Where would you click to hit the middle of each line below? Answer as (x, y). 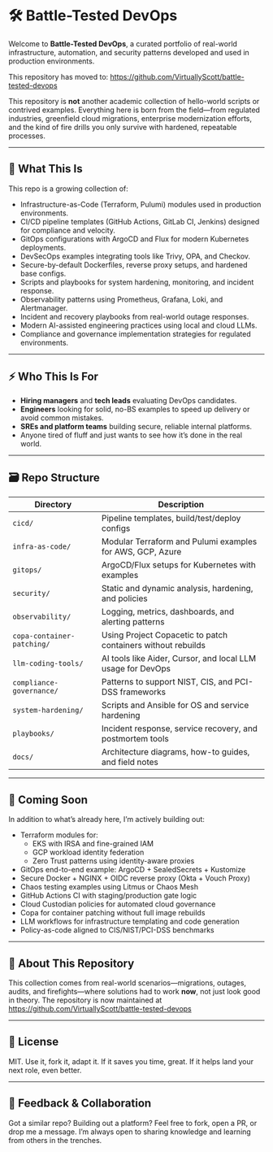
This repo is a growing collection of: (68, 189)
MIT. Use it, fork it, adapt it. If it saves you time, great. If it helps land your (131, 1061)
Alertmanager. (44, 308)
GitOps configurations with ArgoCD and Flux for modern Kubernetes (134, 239)
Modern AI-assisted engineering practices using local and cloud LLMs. (139, 325)
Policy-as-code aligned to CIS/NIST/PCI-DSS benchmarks (117, 930)
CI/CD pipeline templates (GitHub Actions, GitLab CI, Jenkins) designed (140, 221)
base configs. (43, 273)
